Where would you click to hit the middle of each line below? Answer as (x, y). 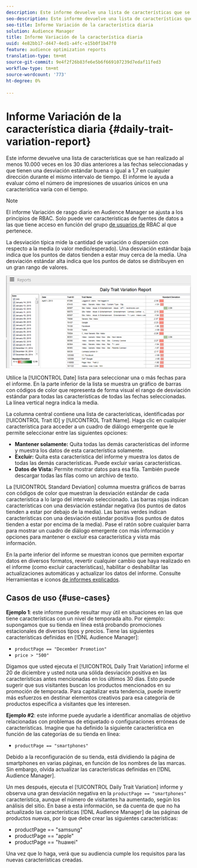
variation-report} (49, 142)
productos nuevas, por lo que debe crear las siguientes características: (92, 818)
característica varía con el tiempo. (47, 189)
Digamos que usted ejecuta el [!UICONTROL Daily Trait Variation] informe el (98, 666)
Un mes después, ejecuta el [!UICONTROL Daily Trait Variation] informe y (94, 787)
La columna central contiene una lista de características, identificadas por (95, 414)
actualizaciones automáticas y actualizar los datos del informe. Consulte (94, 573)
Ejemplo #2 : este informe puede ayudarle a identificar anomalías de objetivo (98, 715)
